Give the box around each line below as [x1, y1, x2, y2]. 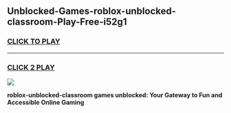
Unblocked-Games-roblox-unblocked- [7, 5, 177, 17]
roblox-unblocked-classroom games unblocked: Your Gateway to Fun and [7, 90, 223, 99]
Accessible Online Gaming [7, 98, 85, 106]
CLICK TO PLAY [7, 37, 60, 47]
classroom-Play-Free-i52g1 [7, 16, 127, 28]
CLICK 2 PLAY [7, 62, 55, 72]
